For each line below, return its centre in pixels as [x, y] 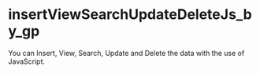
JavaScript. [27, 61]
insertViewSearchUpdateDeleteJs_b [130, 15]
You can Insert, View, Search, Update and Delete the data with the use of [126, 53]
